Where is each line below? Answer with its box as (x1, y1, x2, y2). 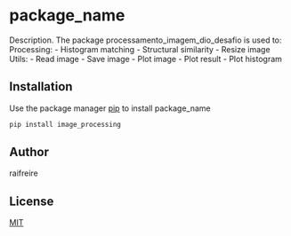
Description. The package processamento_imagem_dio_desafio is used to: (9, 35, 282, 45)
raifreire (9, 168, 38, 178)
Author (9, 145, 49, 160)
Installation (9, 79, 73, 94)
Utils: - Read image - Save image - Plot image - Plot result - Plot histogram (9, 53, 283, 64)
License (9, 193, 54, 208)
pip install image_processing (9, 120, 122, 129)
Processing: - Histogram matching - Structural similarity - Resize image (9, 43, 271, 54)
